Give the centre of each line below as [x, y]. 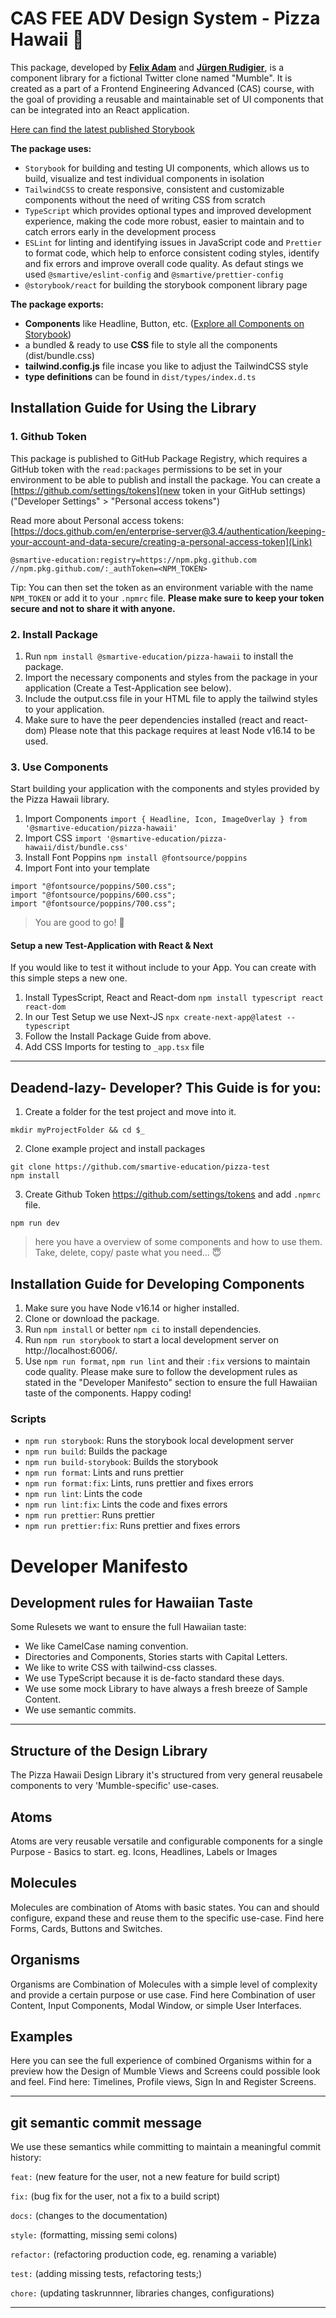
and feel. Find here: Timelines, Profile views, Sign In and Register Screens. [163, 2082]
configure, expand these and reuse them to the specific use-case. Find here [167, 1918]
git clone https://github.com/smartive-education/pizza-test [140, 1167]
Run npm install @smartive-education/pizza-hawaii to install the [159, 656]
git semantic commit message [106, 2122]
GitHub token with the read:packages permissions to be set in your [146, 469]
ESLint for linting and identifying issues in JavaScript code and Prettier [173, 242]
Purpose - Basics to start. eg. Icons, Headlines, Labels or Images [144, 1851]
